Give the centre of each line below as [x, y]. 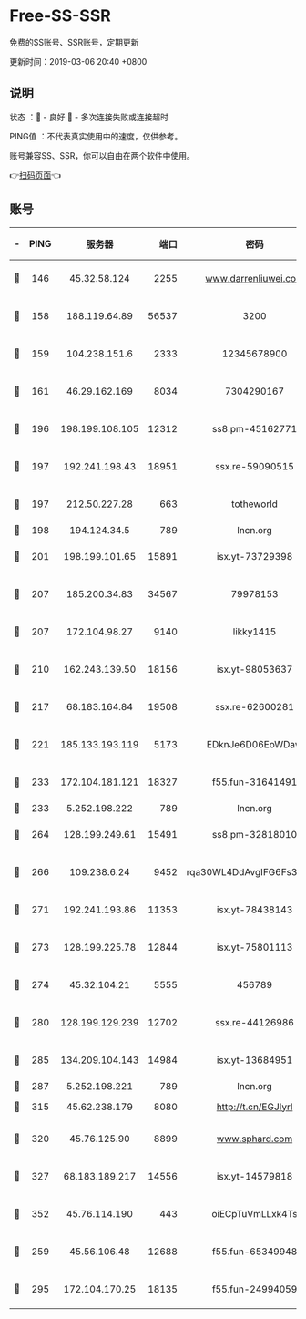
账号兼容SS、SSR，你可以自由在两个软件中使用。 [102, 155]
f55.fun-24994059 [255, 1289]
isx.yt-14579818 [255, 1176]
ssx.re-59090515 [255, 466]
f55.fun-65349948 [255, 1252]
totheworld [255, 504]
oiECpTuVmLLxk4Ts [255, 1213]
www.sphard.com [255, 1139]
